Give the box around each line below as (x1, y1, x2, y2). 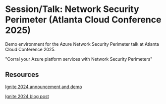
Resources (5, 71, 39, 79)
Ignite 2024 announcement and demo (5, 84, 82, 90)
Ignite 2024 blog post (5, 93, 50, 99)
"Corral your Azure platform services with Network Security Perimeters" (5, 56, 153, 62)
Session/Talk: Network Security (5, 3, 140, 15)
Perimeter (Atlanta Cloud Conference (5, 14, 162, 25)
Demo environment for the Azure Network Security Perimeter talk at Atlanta (5, 41, 160, 47)
